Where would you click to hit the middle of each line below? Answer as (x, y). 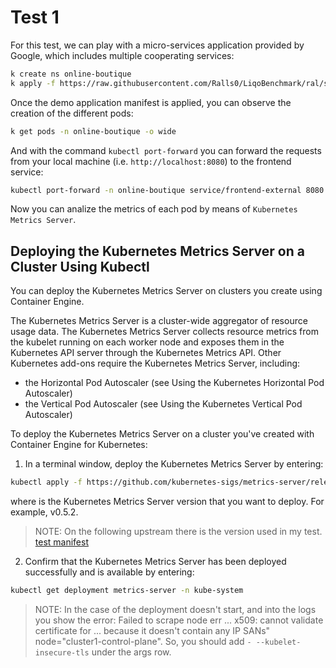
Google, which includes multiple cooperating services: (122, 55)
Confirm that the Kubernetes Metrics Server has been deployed (155, 562)
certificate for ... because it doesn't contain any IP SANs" (152, 630)
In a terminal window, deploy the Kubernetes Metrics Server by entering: (174, 464)
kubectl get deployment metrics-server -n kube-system (127, 591)
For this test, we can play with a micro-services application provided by (157, 45)
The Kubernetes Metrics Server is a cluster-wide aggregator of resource (159, 321)
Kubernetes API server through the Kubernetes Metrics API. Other (146, 353)
